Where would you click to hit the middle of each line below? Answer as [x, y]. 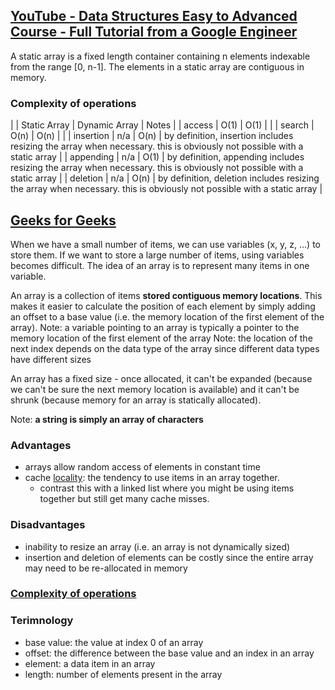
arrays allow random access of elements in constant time [142, 467]
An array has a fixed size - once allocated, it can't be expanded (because [161, 378]
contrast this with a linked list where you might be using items [167, 488]
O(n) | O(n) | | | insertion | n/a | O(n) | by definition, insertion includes [152, 136]
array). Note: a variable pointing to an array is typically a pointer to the [155, 327]
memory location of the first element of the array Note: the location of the [161, 338]
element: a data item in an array [90, 663]
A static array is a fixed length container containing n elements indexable [160, 56]
